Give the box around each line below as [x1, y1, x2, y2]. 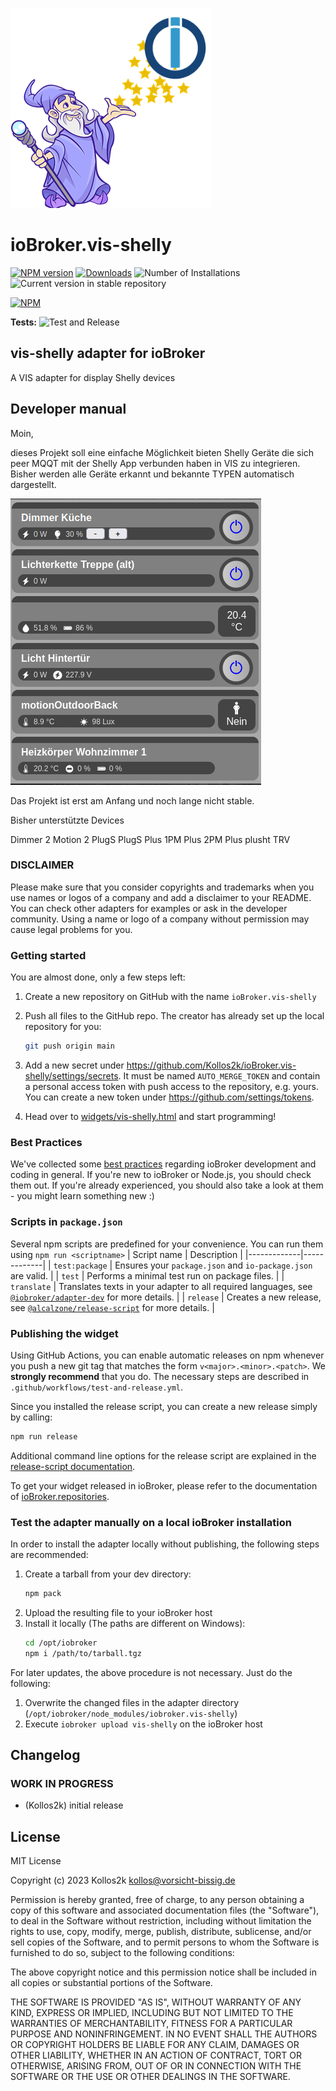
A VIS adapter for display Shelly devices [10, 371, 176, 383]
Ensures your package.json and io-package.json [114, 1259, 313, 1271]
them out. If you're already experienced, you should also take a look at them [10, 1179, 324, 1192]
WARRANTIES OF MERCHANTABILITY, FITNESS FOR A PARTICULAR [10, 2018, 293, 2030]
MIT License [10, 1855, 62, 1867]
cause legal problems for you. [10, 923, 133, 935]
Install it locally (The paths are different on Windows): [24, 1617, 246, 1629]
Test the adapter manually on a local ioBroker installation [10, 1515, 292, 1529]
